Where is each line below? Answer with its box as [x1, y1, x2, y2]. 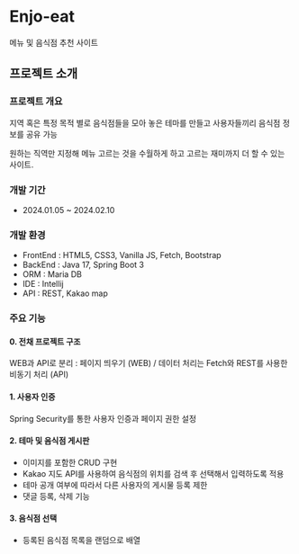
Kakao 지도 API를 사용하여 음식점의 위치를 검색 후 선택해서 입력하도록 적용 [22, 468, 285, 478]
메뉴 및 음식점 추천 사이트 [9, 37, 99, 48]
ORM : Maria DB [22, 269, 83, 280]
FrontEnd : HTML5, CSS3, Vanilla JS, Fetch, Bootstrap [22, 250, 222, 261]
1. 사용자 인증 [9, 391, 56, 402]
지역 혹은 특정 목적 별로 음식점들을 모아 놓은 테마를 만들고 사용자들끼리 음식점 [9, 117, 281, 128]
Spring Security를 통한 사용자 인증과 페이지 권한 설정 [9, 413, 196, 424]
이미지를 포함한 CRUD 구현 [22, 457, 118, 468]
